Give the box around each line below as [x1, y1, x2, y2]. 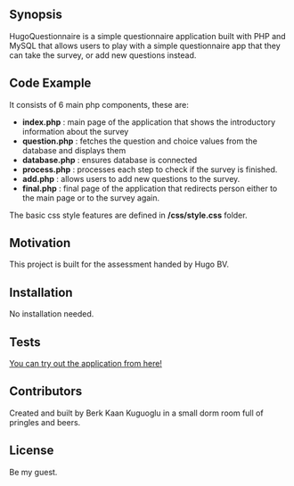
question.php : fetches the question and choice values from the [21, 136, 258, 146]
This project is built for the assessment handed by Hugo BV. [9, 259, 230, 270]
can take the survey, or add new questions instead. [9, 49, 197, 61]
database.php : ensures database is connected [21, 154, 198, 165]
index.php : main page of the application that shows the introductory [21, 116, 276, 128]
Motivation [9, 235, 71, 251]
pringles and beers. [9, 416, 81, 427]
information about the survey [21, 126, 129, 136]
